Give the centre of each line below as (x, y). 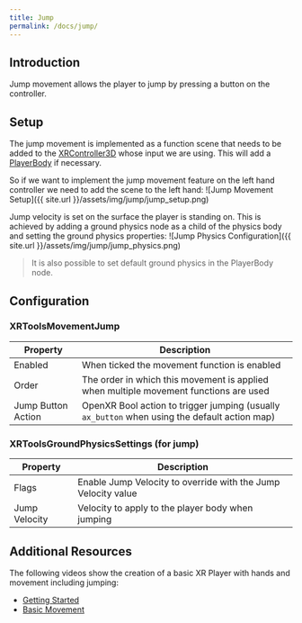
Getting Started (50, 600)
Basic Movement (53, 609)
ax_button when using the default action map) (178, 417)
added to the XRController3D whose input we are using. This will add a (140, 153)
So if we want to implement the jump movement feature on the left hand (142, 180)
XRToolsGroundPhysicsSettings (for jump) (104, 444)
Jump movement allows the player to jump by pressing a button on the (140, 84)
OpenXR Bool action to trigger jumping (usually (181, 405)
